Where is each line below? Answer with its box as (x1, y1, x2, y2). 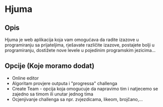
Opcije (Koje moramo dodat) (5, 61, 95, 70)
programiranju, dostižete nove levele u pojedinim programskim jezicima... (5, 47, 156, 53)
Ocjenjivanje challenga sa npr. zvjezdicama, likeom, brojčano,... (12, 96, 143, 102)
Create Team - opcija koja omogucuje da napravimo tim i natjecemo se (12, 85, 158, 91)
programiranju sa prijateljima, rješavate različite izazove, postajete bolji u (5, 42, 155, 48)
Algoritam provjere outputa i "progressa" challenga (12, 80, 117, 86)
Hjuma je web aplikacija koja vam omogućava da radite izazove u (5, 36, 139, 42)
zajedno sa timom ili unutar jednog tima (12, 91, 94, 97)
